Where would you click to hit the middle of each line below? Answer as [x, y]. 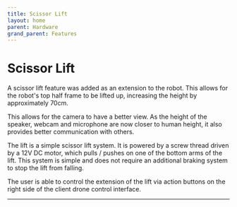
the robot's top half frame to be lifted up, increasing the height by [102, 95]
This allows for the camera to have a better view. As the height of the [108, 117]
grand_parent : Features [42, 34]
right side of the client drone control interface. [74, 189]
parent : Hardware [33, 27]
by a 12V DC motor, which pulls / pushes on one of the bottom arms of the [115, 153]
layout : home [26, 20]
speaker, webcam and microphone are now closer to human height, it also [115, 124]
